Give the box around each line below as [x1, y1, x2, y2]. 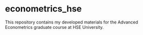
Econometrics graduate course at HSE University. [5, 24, 104, 30]
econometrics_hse [5, 3, 82, 14]
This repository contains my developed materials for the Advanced [5, 19, 138, 25]
